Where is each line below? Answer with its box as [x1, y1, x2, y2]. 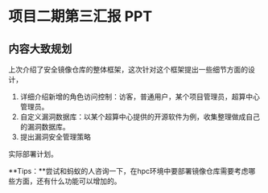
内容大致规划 [8, 42, 72, 55]
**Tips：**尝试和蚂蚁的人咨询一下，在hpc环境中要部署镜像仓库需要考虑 [8, 166, 249, 175]
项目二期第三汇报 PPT [8, 7, 153, 26]
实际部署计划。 [8, 150, 58, 158]
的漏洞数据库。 [19, 122, 70, 131]
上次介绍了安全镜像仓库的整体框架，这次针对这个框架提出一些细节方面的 [8, 65, 248, 74]
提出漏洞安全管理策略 [19, 132, 91, 142]
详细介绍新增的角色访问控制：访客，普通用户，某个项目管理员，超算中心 [19, 92, 260, 101]
